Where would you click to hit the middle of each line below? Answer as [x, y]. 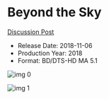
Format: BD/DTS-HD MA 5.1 [57, 60]
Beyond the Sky [54, 12]
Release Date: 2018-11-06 [55, 45]
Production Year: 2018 [50, 53]
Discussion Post [31, 32]
